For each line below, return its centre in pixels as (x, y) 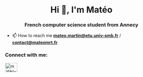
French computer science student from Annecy (81, 25)
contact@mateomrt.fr (35, 42)
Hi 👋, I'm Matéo (81, 10)
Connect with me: (26, 55)
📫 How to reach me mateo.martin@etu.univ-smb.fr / (66, 36)
